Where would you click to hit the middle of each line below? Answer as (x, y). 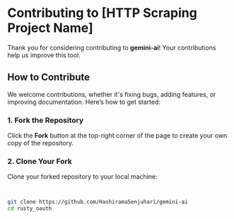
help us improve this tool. (44, 55)
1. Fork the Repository (46, 120)
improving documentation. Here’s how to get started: (84, 102)
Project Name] (50, 28)
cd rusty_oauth (30, 209)
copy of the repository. (41, 143)
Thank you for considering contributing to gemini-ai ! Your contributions (112, 47)
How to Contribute (49, 77)
